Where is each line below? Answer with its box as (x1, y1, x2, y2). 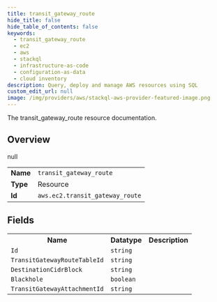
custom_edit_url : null (7, 88, 73, 95)
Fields (7, 214, 35, 227)
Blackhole (10, 275, 43, 283)
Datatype (110, 235, 142, 245)
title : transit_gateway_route (7, 10, 96, 17)
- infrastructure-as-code (13, 62, 89, 69)
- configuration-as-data (13, 68, 86, 75)
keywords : (7, 29, 36, 37)
